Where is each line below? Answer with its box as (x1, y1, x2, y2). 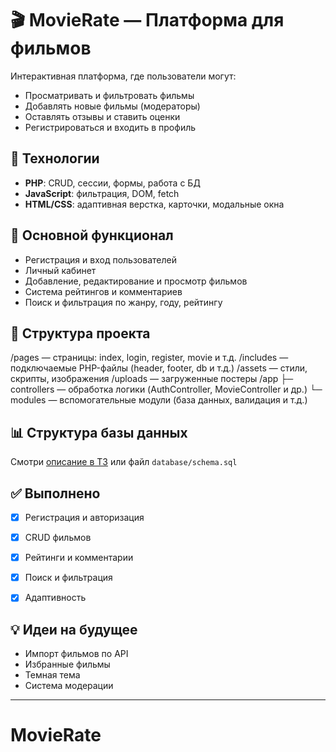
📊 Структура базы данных (10, 424, 188, 441)
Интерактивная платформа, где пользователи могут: (10, 70, 237, 82)
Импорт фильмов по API (24, 648, 129, 660)
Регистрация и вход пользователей (24, 253, 177, 266)
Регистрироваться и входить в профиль (24, 121, 197, 133)
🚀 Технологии (10, 150, 100, 167)
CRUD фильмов (24, 532, 92, 544)
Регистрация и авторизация (24, 512, 145, 523)
